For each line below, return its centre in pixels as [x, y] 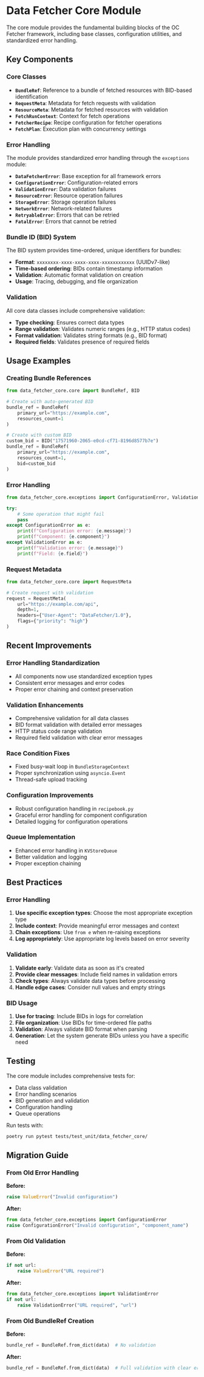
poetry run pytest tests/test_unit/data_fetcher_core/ [77, 1136]
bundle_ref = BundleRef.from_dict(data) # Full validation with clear [99, 1368]
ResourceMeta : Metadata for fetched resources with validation [91, 109]
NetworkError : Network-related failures [63, 208]
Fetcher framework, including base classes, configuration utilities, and [94, 33]
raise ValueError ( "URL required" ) [61, 1271]
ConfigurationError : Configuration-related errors [76, 182]
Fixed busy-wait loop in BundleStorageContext [72, 766]
